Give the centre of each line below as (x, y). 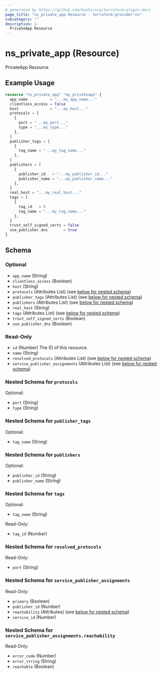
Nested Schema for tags (35, 494)
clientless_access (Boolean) (42, 281)
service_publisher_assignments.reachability (60, 636)
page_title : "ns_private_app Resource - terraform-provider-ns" (73, 15)
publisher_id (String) (34, 475)
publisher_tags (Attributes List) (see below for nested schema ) (77, 297)
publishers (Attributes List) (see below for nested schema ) (73, 302)
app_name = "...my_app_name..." (53, 99)
